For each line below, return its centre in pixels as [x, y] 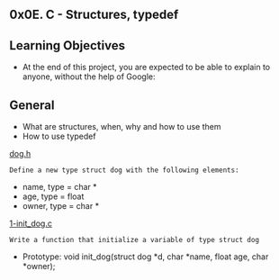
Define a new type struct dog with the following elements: [125, 170]
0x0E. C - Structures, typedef [94, 15]
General [32, 105]
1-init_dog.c [31, 223]
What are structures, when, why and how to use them [121, 127]
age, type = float [53, 196]
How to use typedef [59, 136]
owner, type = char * [61, 206]
